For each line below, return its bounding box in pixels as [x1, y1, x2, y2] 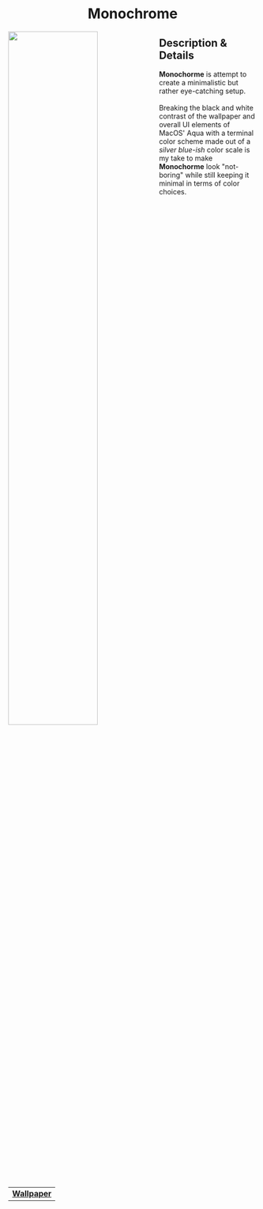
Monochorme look [159, 162, 220, 171]
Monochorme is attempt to [159, 70, 247, 79]
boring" [159, 171, 184, 179]
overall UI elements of [159, 120, 231, 129]
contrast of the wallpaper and [159, 111, 255, 121]
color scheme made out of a [159, 137, 251, 146]
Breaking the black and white [159, 104, 254, 112]
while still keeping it [185, 171, 250, 179]
